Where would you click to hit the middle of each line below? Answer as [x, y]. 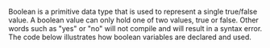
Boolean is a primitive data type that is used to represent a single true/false [133, 12]
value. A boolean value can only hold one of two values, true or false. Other [134, 20]
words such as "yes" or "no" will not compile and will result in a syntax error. [135, 28]
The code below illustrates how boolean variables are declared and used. [130, 37]
